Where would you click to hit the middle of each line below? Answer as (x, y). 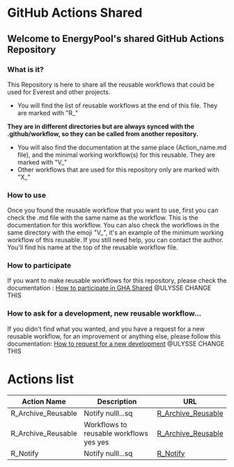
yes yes (96, 442)
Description (117, 401)
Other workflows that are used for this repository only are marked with (118, 170)
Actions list (41, 379)
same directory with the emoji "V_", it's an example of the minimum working (116, 232)
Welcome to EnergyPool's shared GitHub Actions (116, 39)
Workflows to (106, 424)
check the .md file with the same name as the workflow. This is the (103, 218)
